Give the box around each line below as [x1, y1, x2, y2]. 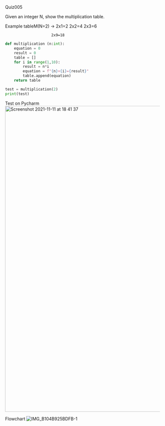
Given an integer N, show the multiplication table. [5, 14, 105, 19]
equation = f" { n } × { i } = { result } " [23, 69, 89, 74]
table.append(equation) [23, 73, 71, 78]
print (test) [5, 91, 29, 96]
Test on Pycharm [5, 100, 40, 106]
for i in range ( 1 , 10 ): [14, 60, 60, 64]
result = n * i [23, 64, 50, 69]
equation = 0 [14, 46, 41, 51]
